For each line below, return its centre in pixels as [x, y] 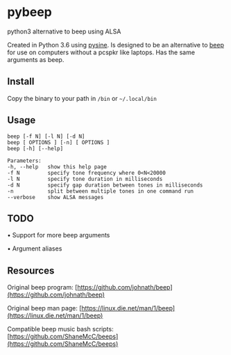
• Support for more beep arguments [59, 235]
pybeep [29, 12]
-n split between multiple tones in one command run [101, 191]
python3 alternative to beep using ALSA [64, 31]
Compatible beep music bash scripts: [60, 329]
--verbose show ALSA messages [55, 197]
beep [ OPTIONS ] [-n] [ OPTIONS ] [59, 142]
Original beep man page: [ [44, 308]
